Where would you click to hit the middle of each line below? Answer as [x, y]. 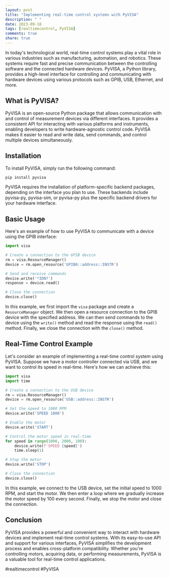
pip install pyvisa [26, 177]
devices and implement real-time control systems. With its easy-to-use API [83, 537]
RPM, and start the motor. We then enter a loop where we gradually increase [84, 493]
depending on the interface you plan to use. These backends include [77, 193]
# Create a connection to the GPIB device [50, 255]
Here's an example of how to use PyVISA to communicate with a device [80, 232]
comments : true [21, 33]
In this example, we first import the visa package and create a [70, 306]
